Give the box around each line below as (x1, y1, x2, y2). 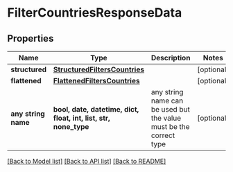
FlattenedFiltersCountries (53, 76, 140, 85)
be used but (150, 105, 191, 114)
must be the (150, 122, 190, 131)
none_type (53, 122, 89, 131)
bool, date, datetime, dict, (53, 105, 139, 114)
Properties (7, 33, 54, 44)
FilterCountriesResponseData (7, 5, 182, 21)
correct (150, 130, 175, 140)
